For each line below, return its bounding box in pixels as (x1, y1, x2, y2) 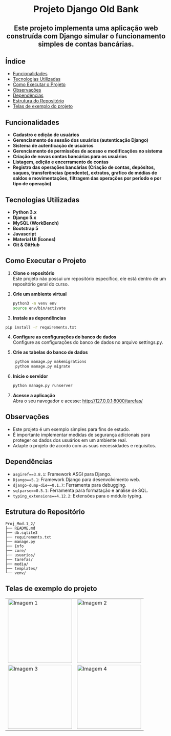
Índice (5, 57, 26, 66)
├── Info (5, 544, 24, 549)
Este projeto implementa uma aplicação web (13, 24, 159, 32)
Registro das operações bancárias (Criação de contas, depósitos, (12, 164, 155, 170)
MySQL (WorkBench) (12, 220, 59, 226)
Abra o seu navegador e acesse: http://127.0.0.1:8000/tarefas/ (12, 398, 143, 404)
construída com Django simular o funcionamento (6, 32, 166, 40)
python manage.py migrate (15, 364, 71, 369)
